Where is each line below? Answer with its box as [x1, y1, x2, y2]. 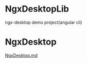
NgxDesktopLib [5, 3, 69, 15]
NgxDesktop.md [5, 52, 38, 58]
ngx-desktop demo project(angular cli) [5, 19, 83, 25]
